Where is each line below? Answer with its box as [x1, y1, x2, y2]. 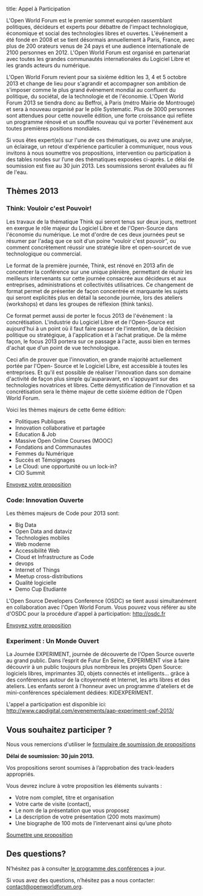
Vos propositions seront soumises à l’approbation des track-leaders [6, 764, 175, 772]
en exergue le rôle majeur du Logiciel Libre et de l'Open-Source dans [6, 224, 178, 231]
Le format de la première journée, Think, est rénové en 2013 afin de [6, 262, 174, 269]
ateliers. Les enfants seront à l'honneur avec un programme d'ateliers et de [6, 683, 194, 690]
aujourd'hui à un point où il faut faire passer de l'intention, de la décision [6, 324, 186, 332]
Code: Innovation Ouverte [6, 495, 84, 504]
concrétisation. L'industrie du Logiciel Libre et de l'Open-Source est [6, 318, 175, 326]
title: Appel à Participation [6, 5, 71, 12]
